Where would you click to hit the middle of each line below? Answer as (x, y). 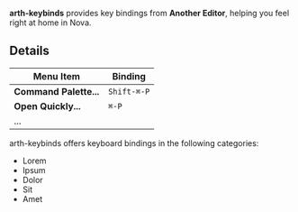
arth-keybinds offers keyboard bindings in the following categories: (134, 143)
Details (29, 51)
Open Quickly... (47, 106)
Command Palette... (57, 91)
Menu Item (57, 76)
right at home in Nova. (50, 23)
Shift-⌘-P (129, 91)
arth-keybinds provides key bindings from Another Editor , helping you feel (149, 13)
